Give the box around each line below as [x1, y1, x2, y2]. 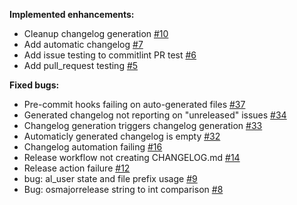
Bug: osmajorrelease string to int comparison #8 [23, 184, 224, 195]
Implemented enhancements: [9, 9, 135, 20]
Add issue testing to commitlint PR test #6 [23, 49, 197, 61]
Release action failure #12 [23, 162, 131, 174]
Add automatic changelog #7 [23, 39, 144, 50]
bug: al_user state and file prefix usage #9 [23, 173, 198, 184]
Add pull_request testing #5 [23, 60, 139, 71]
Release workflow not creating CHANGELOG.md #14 [23, 152, 241, 163]
